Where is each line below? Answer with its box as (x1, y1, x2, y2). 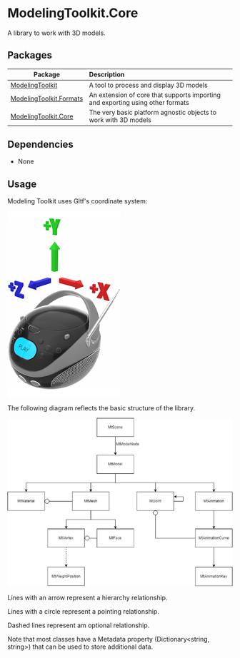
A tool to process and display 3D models (89, 81, 209, 89)
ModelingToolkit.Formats (10, 94, 84, 103)
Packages (7, 49, 52, 61)
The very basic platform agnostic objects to (89, 108, 216, 116)
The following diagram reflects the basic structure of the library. (7, 404, 196, 412)
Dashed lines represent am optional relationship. (7, 621, 150, 629)
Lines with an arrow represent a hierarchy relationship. (7, 594, 168, 602)
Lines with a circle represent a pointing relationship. (7, 607, 159, 616)
